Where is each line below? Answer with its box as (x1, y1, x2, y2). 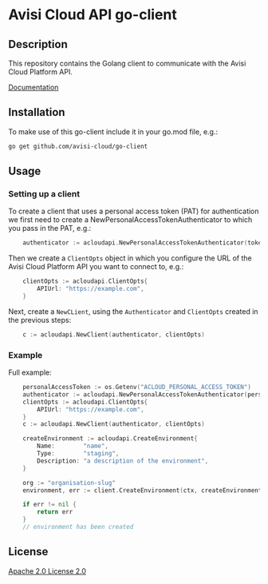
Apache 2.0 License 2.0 (8, 566, 86, 576)
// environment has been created (22, 523, 134, 531)
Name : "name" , (37, 442, 109, 451)
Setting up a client (8, 189, 81, 199)
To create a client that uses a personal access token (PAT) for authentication (8, 206, 259, 217)
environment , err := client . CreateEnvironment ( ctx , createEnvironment (22, 486, 262, 495)
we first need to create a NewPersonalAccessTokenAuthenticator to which (8, 215, 253, 224)
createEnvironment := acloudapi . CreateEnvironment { (22, 435, 198, 443)
